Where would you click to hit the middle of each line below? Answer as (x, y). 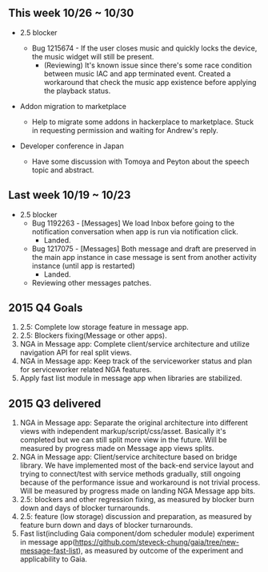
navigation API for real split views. (76, 353)
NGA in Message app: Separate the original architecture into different (134, 423)
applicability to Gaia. (54, 559)
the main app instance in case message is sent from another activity (144, 257)
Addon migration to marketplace (73, 106)
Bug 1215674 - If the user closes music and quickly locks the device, (144, 48)
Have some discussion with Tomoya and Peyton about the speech (140, 161)
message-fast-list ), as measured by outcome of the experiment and (132, 551)
